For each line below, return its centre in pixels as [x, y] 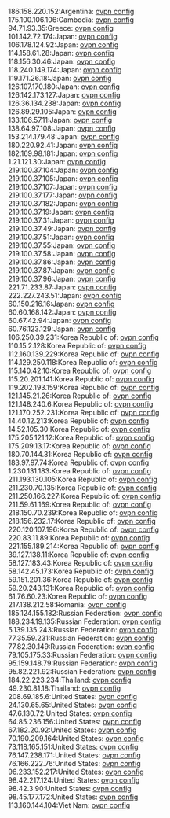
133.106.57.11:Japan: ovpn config [60, 120]
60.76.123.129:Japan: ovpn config [62, 329]
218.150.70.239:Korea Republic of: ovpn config [83, 513]
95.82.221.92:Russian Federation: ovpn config [82, 671]
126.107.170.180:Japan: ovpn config [64, 87]
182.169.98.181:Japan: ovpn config [63, 153]
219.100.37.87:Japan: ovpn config [61, 270]
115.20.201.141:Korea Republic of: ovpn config [81, 379]
